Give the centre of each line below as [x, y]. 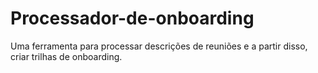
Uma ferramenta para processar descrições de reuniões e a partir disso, [159, 46]
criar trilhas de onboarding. [66, 56]
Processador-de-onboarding [132, 18]
